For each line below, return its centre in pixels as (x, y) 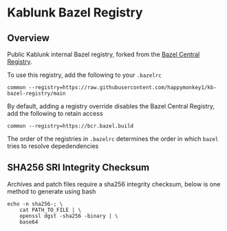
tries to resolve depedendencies (53, 146)
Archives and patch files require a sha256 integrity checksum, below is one (114, 184)
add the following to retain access (55, 113)
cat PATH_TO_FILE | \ (50, 210)
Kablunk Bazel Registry (75, 13)
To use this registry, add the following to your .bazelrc (84, 75)
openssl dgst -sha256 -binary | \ (69, 216)
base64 (29, 222)
